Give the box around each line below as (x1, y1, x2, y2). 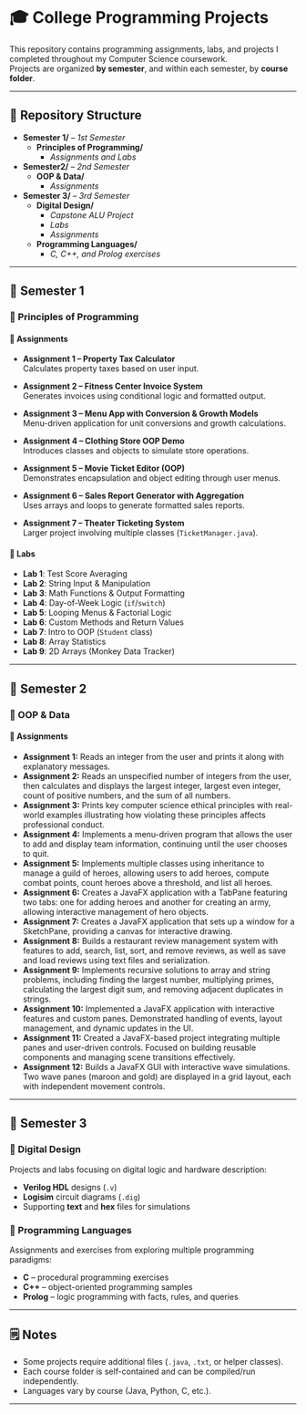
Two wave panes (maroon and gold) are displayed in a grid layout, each (22, 1071, 291, 1082)
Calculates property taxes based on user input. (22, 363, 199, 374)
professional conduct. (22, 818, 105, 830)
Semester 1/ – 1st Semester (22, 131, 126, 142)
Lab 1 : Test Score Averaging (22, 568, 127, 579)
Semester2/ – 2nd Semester (22, 161, 130, 172)
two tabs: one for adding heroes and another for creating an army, (22, 896, 271, 908)
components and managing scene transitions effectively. (22, 1051, 236, 1063)
